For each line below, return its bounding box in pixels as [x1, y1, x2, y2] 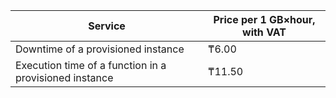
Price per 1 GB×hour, [213, 13, 316, 26]
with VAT [242, 25, 287, 39]
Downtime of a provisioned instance [15, 42, 185, 56]
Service [88, 19, 126, 33]
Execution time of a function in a [15, 59, 167, 72]
